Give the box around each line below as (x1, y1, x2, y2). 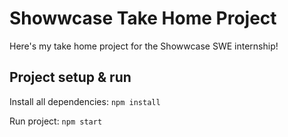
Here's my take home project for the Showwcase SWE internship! (9, 40, 279, 52)
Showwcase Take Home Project (9, 7, 277, 30)
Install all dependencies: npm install (9, 95, 161, 107)
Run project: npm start (9, 115, 103, 127)
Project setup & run (9, 69, 132, 86)
